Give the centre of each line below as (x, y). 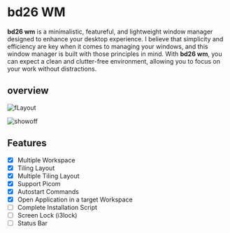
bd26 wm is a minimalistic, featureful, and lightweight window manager (110, 31)
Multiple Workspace (46, 160)
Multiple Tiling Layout (48, 176)
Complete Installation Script (57, 207)
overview (28, 91)
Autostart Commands (48, 191)
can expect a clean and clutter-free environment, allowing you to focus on (114, 61)
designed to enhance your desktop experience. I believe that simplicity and (115, 38)
